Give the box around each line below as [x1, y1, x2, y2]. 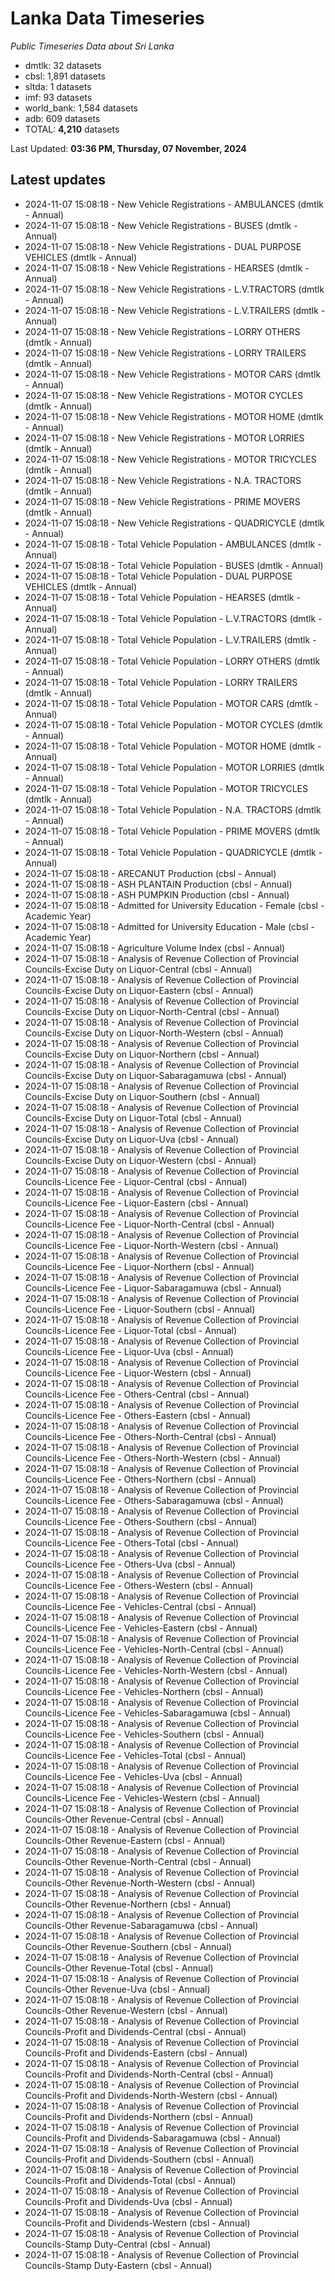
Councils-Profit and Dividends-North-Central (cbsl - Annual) [24, 2068, 274, 2080]
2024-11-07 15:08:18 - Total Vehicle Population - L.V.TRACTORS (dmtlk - [24, 612, 323, 624]
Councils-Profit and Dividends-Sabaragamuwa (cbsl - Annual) [24, 2132, 282, 2144]
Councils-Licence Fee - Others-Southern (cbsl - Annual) [24, 1515, 258, 1527]
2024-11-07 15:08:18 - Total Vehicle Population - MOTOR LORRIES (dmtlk [24, 761, 325, 773]
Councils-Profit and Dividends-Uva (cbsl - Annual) [24, 2195, 233, 2207]
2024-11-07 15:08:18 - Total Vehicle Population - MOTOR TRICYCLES [24, 782, 309, 794]
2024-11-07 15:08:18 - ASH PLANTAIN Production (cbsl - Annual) [24, 878, 293, 890]
